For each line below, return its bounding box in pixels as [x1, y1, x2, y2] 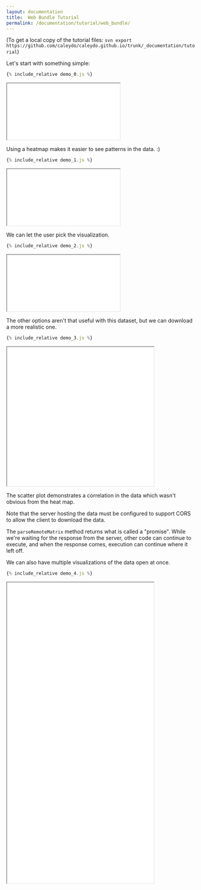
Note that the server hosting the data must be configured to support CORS [6, 510, 191, 517]
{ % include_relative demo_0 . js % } [6, 72, 93, 78]
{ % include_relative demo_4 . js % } [6, 570, 93, 576]
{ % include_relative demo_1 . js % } [6, 157, 93, 163]
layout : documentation [6, 8, 63, 15]
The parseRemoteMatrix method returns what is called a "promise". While [6, 528, 186, 535]
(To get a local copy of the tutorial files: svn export [6, 37, 132, 44]
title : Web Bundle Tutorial [6, 14, 79, 20]
